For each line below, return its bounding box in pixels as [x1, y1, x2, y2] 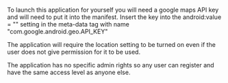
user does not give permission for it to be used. [7, 48, 141, 56]
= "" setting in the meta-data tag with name [7, 20, 130, 28]
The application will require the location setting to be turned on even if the [7, 41, 216, 48]
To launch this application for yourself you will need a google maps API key [7, 6, 219, 14]
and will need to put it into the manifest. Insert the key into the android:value [7, 13, 222, 21]
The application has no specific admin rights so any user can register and [7, 61, 214, 69]
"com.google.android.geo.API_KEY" [7, 27, 108, 35]
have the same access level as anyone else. [7, 68, 131, 76]
